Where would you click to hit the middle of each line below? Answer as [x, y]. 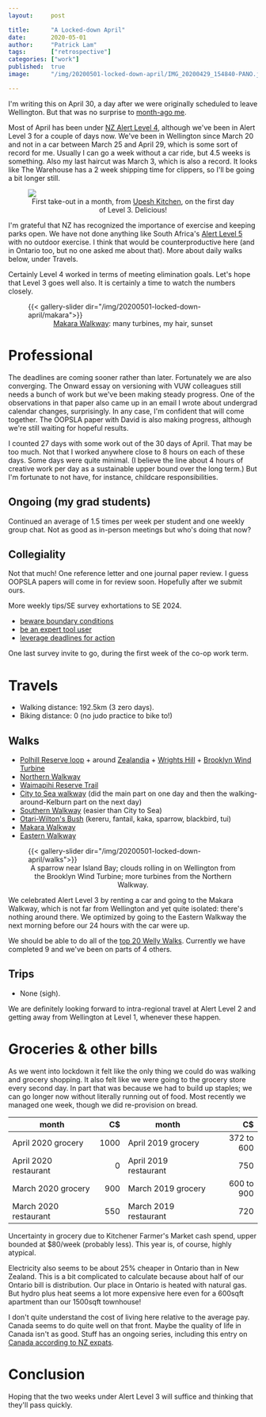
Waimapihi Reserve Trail [59, 785]
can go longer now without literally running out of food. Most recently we [127, 1096]
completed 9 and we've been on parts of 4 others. [90, 950]
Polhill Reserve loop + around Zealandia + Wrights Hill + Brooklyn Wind [135, 760]
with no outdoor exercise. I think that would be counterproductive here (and [131, 242]
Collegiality [37, 554]
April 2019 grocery [163, 1142]
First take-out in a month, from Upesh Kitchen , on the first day [133, 201]
